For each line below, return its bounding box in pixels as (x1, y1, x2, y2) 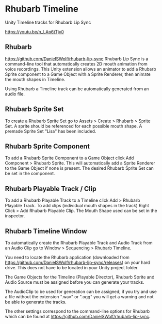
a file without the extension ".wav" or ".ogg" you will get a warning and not (5, 294, 154, 299)
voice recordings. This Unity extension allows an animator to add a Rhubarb (5, 66, 157, 72)
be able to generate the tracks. (5, 299, 67, 305)
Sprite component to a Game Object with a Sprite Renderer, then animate (5, 71, 151, 77)
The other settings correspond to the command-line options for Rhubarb (5, 308, 150, 314)
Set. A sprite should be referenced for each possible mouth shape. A (5, 123, 142, 129)
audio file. (5, 91, 25, 97)
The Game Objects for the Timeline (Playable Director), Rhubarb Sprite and (5, 274, 155, 280)
